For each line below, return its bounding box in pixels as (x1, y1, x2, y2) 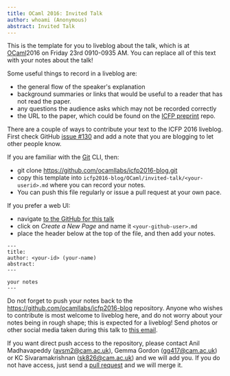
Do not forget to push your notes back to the (7, 296, 133, 305)
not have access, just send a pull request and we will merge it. (7, 361, 183, 369)
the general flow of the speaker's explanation (16, 83, 146, 91)
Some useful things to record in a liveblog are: (7, 69, 137, 78)
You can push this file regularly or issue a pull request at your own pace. (16, 188, 222, 196)
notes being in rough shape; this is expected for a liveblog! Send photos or (7, 318, 218, 327)
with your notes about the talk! (7, 56, 93, 64)
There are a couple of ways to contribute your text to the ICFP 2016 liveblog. (7, 125, 223, 134)
